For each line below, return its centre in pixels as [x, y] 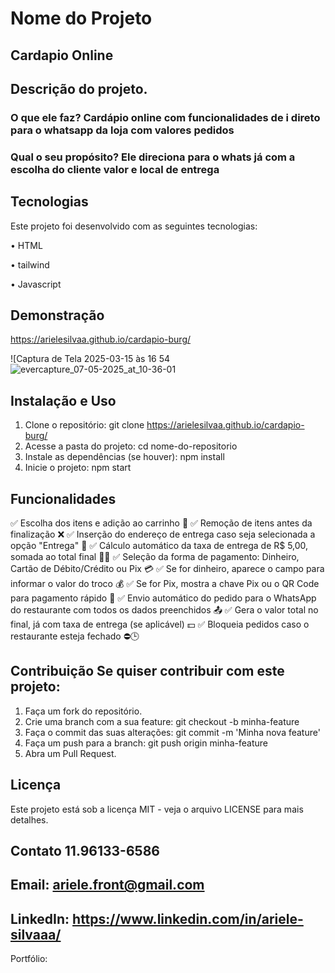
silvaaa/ [36, 934]
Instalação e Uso [63, 400]
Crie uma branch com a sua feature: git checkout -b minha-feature [162, 721]
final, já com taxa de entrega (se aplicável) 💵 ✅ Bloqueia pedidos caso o [160, 624]
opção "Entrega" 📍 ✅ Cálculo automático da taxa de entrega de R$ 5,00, [159, 546]
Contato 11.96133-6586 [85, 851]
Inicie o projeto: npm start [78, 468]
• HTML [26, 245]
